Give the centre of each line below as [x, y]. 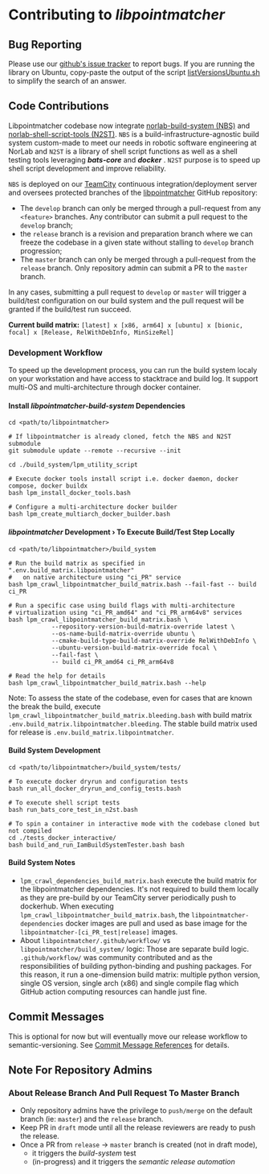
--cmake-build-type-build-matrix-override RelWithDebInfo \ [154, 641]
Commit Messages [56, 1017]
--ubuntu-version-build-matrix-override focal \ [134, 648]
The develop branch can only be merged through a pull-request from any [140, 208]
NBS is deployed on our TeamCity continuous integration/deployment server [133, 183]
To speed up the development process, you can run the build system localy [133, 370]
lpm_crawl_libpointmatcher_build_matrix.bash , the [105, 914]
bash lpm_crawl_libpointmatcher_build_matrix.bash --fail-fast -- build [132, 584]
